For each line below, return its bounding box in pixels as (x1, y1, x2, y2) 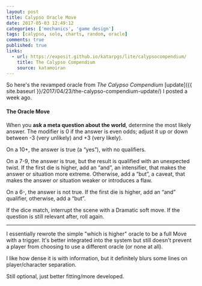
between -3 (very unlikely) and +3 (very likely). (6, 134, 123, 141)
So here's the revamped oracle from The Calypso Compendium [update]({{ (6, 81, 192, 89)
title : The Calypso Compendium (17, 59, 96, 65)
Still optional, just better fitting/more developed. (6, 272, 124, 280)
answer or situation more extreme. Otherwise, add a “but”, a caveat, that (6, 170, 185, 178)
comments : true (6, 37, 44, 43)
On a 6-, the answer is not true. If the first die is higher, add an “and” (6, 188, 176, 196)
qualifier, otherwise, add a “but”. (6, 194, 86, 202)
